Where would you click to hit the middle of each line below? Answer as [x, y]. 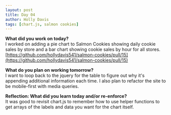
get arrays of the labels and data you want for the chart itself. [70, 107]
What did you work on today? [37, 39]
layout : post [19, 10]
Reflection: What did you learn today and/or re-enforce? [66, 96]
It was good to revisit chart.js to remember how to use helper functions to [82, 102]
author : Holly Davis [27, 19]
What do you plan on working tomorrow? [49, 70]
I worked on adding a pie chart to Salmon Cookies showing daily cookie [80, 44]
